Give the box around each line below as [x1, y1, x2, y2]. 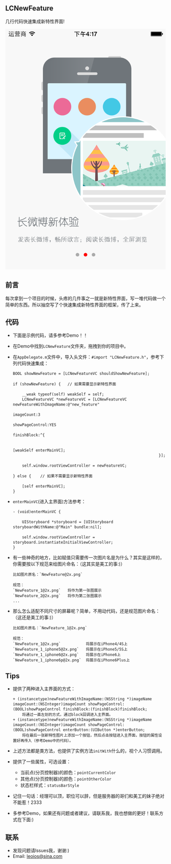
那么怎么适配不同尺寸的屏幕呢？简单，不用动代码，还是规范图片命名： [12, 608, 160, 614]
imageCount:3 [12, 412, 41, 417]
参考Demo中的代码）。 [35, 738, 73, 743]
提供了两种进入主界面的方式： [12, 686, 75, 692]
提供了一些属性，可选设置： [12, 759, 71, 765]
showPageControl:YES [12, 422, 56, 427]
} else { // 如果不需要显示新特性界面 [12, 474, 93, 479]
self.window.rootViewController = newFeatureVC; [22, 463, 127, 468]
